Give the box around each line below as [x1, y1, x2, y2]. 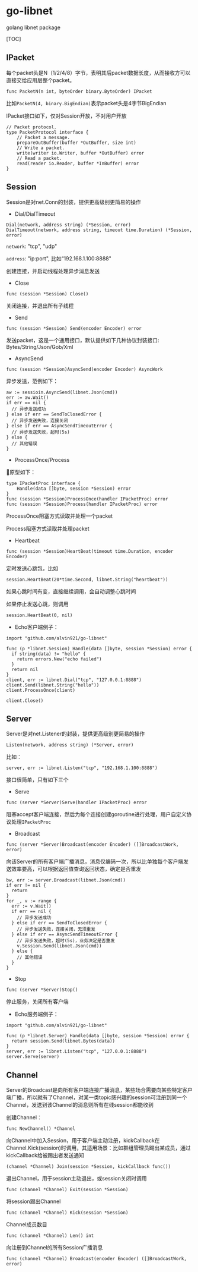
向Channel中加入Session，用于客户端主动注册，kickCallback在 [6, 1137, 160, 1144]
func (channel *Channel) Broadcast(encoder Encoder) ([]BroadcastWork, [6, 1256, 187, 1262]
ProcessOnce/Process [14, 456, 70, 463]
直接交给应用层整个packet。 [6, 76, 75, 84]
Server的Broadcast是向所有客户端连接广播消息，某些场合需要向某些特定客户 [6, 1087, 193, 1094]
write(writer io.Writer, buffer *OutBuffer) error [17, 150, 145, 156]
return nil [11, 666, 39, 672]
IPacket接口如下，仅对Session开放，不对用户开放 [6, 112, 127, 119]
